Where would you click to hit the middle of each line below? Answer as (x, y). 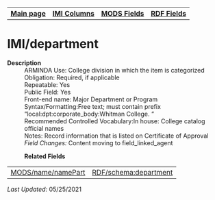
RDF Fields (168, 13)
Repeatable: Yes (47, 84)
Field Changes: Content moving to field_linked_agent (99, 142)
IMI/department (53, 44)
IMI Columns (73, 13)
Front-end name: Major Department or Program (91, 99)
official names (44, 128)
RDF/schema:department (132, 172)
